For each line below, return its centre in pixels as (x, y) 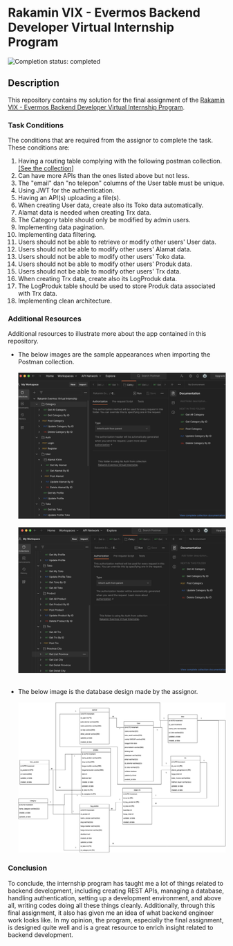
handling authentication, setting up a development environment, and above (115, 898)
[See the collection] (46, 168)
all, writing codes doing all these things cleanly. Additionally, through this (112, 905)
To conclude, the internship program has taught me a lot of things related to (116, 883)
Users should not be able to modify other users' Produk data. (105, 264)
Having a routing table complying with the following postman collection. (120, 161)
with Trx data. (37, 294)
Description (34, 83)
